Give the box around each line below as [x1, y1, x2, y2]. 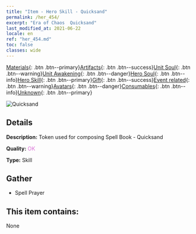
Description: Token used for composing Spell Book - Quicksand [6, 133, 163, 140]
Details [6, 118, 33, 128]
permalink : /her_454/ [6, 14, 60, 20]
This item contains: [6, 206, 79, 217]
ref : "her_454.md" [6, 36, 52, 42]
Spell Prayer [14, 189, 45, 197]
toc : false [6, 42, 33, 48]
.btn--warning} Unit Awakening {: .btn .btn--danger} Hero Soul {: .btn [6, 69, 170, 77]
